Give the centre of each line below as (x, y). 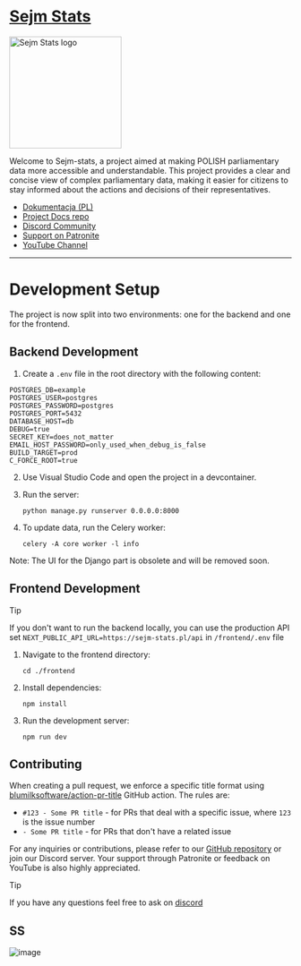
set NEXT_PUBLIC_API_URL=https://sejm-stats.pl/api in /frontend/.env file (147, 637)
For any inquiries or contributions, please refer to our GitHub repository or (146, 849)
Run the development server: (76, 720)
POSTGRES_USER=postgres (54, 398)
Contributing (46, 764)
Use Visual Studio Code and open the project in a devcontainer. (139, 477)
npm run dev (44, 737)
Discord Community (59, 226)
